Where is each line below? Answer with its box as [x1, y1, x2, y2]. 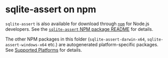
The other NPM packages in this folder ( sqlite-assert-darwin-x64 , [5, 36, 146, 42]
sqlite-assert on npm [5, 4, 96, 15]
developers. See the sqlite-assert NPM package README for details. [5, 26, 154, 32]
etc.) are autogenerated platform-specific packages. [48, 41, 159, 47]
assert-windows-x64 [5, 42, 47, 47]
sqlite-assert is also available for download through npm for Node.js [5, 21, 150, 27]
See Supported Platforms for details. [5, 47, 82, 53]
